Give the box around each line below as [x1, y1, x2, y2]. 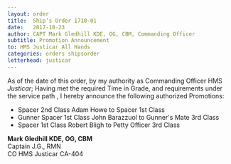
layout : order [7, 10, 50, 18]
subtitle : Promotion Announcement [7, 37, 110, 44]
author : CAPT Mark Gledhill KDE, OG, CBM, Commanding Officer [7, 30, 195, 38]
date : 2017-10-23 [7, 24, 65, 31]
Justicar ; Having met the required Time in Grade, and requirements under [7, 83, 222, 93]
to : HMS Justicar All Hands [7, 43, 91, 51]
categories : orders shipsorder [7, 51, 100, 58]
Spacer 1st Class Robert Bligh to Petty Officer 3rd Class [17, 121, 180, 129]
